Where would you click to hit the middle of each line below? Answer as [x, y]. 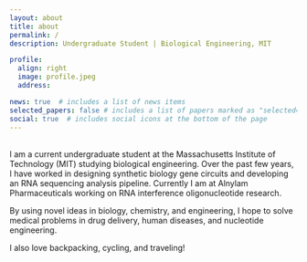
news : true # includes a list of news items [97, 101]
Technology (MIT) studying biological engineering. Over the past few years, [152, 164]
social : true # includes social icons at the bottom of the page [138, 119]
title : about [34, 26]
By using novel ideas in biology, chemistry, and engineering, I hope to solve [152, 211]
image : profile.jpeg [57, 77]
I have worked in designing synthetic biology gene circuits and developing [149, 173]
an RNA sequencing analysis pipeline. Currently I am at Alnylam [129, 183]
